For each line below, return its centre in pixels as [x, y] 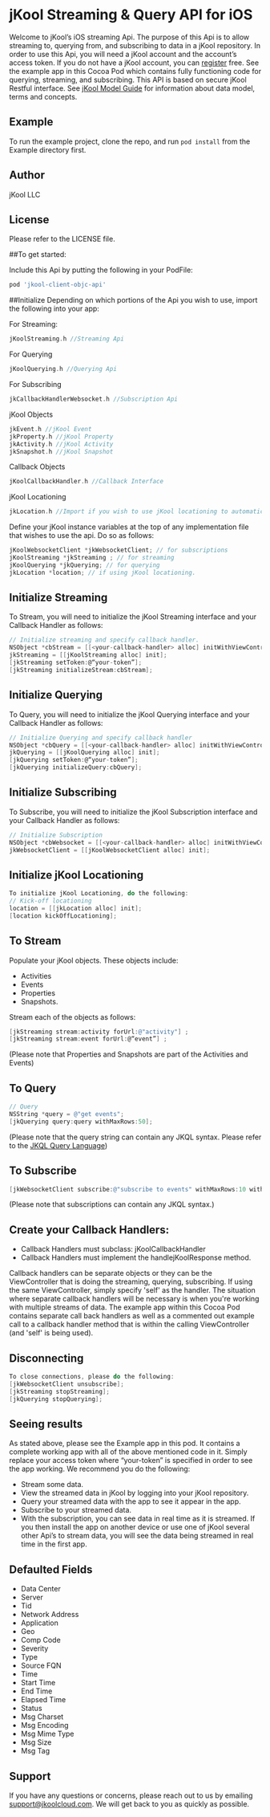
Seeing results [46, 1424]
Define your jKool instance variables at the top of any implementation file [129, 527]
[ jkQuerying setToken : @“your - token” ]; [74, 760]
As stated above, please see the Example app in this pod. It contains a [125, 1444]
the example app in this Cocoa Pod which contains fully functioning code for [135, 71]
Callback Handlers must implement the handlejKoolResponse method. [136, 1257]
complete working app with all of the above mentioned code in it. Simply [128, 1452]
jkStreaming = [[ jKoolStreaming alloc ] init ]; [88, 655]
